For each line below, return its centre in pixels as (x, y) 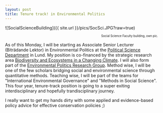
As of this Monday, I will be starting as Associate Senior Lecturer (70, 44)
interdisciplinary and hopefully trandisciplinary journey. (60, 91)
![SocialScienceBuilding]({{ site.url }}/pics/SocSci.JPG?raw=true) (70, 28)
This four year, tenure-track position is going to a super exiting (67, 85)
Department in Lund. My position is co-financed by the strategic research (78, 55)
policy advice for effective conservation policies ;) (55, 105)
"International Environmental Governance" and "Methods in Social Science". (81, 81)
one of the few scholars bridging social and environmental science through (80, 70)
